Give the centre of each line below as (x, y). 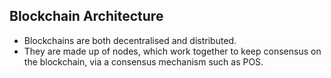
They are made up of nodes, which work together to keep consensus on (172, 51)
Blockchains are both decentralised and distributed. (130, 40)
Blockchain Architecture (86, 16)
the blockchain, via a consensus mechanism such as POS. (143, 61)
